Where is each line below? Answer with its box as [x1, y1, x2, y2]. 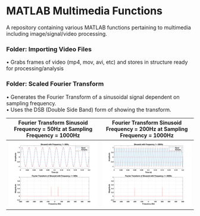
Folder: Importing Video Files [6, 45, 92, 53]
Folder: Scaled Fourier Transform [6, 80, 104, 88]
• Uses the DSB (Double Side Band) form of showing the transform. [6, 106, 171, 113]
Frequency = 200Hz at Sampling [106, 126, 188, 133]
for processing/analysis [6, 65, 64, 72]
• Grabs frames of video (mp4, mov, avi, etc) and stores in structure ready [6, 58, 188, 66]
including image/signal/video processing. [6, 30, 107, 37]
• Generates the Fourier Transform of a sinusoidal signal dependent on [6, 93, 180, 101]
